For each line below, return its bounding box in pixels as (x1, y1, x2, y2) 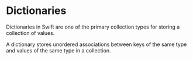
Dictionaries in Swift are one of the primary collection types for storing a (6, 23, 180, 30)
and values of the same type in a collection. (6, 47, 111, 54)
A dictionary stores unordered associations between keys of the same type (6, 41, 187, 48)
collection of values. (6, 29, 55, 36)
